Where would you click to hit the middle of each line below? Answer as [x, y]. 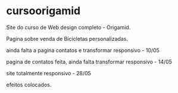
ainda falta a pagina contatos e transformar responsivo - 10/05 [83, 50]
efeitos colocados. [29, 85]
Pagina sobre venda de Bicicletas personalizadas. [67, 39]
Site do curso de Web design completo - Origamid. [68, 27]
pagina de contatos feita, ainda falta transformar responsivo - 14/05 [89, 62]
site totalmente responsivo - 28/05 [49, 73]
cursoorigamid [43, 11]
